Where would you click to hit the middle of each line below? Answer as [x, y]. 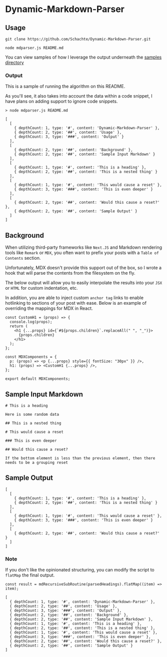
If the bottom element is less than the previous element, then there [80, 458]
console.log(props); [31, 322]
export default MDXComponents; [38, 379]
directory [14, 63]
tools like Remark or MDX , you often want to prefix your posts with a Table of [82, 253]
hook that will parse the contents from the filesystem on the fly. [70, 273]
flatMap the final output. [30, 575]
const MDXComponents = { [31, 357]
